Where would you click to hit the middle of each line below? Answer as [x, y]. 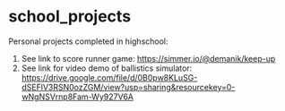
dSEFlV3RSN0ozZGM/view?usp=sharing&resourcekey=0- [128, 87]
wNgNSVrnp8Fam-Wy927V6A [78, 97]
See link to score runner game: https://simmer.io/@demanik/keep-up [148, 58]
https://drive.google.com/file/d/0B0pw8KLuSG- [109, 77]
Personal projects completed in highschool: [88, 41]
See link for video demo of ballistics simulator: [107, 68]
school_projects [70, 17]
